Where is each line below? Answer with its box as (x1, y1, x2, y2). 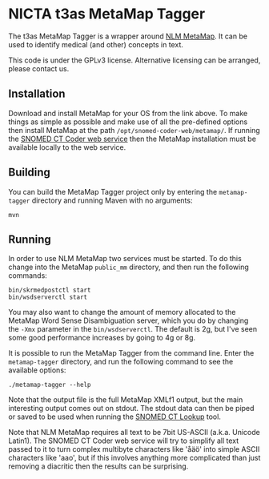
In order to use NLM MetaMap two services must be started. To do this (8, 254, 242, 264)
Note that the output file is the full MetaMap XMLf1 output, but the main (8, 395, 243, 405)
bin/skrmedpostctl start (8, 286, 91, 295)
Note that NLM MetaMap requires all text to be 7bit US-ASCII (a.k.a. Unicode (8, 428, 260, 437)
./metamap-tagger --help (8, 381, 91, 389)
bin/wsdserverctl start (8, 293, 88, 301)
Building (8, 166, 50, 179)
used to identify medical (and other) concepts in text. (8, 39, 184, 49)
